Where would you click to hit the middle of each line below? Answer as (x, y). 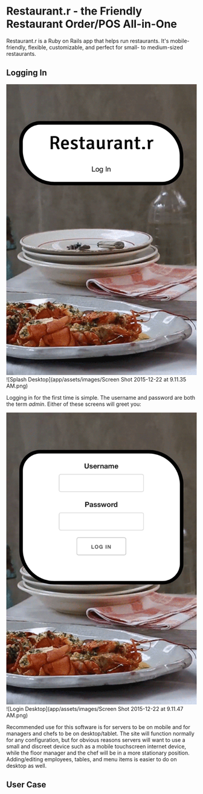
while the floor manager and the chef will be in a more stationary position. (98, 753)
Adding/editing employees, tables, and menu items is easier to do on (92, 759)
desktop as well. (27, 765)
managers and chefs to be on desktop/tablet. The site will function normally (100, 733)
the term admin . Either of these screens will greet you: (74, 404)
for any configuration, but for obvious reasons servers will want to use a (96, 740)
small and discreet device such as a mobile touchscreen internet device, (96, 746)
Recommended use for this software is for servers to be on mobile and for (98, 727)
